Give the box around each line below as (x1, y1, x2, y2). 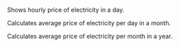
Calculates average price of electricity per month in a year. (7, 32, 173, 40)
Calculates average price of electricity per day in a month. (7, 19, 171, 27)
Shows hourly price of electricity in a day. (7, 6, 125, 14)
